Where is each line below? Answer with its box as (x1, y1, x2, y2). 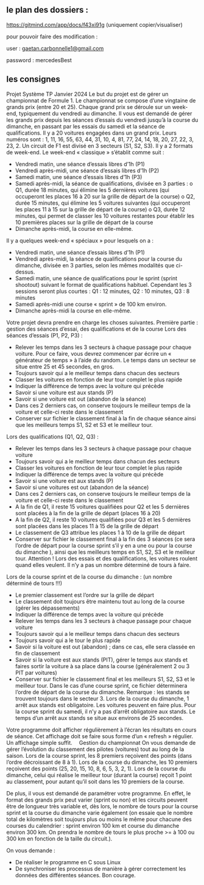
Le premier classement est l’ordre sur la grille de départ (15, 591, 154, 599)
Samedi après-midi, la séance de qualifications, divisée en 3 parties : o (15, 180, 193, 187)
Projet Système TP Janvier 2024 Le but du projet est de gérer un (6, 90, 169, 97)
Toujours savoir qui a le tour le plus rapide (15, 636, 121, 644)
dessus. (15, 268, 35, 275)
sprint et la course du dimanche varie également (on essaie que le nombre (6, 809, 193, 816)
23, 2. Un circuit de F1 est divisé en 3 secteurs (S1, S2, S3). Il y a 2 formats (6, 142, 193, 149)
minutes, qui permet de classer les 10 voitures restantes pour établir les (15, 212, 195, 219)
